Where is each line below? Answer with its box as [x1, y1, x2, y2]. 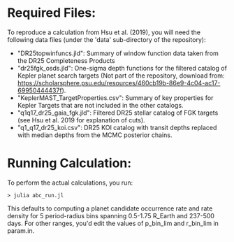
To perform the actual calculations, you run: [7, 178, 133, 187]
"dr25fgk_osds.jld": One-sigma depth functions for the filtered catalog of [17, 64, 227, 72]
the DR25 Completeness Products [17, 56, 115, 64]
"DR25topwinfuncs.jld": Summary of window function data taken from [17, 49, 219, 57]
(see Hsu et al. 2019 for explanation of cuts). [17, 115, 145, 124]
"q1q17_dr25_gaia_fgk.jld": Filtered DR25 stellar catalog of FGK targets [17, 108, 219, 117]
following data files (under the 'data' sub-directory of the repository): [7, 35, 206, 43]
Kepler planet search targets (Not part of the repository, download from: [17, 71, 225, 80]
